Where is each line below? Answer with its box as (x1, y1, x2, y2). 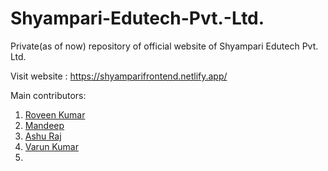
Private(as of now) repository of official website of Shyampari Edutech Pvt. (10, 40, 319, 52)
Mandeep (24, 119, 65, 131)
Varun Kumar (24, 140, 79, 152)
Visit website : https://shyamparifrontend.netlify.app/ (10, 70, 228, 82)
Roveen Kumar (24, 108, 86, 121)
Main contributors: (10, 89, 87, 101)
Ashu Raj (24, 130, 62, 142)
